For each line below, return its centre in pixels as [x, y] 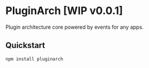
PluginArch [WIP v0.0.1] [64, 11]
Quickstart [25, 45]
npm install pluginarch [34, 59]
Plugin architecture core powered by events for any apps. [74, 27]
